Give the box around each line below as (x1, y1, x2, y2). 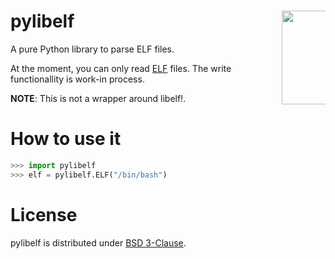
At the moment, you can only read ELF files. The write (10, 62, 232, 74)
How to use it (10, 128, 122, 150)
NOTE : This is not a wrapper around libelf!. (10, 92, 187, 104)
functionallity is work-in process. (10, 73, 145, 85)
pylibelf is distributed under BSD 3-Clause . (10, 236, 187, 249)
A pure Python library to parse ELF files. (10, 43, 175, 55)
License (10, 203, 78, 226)
